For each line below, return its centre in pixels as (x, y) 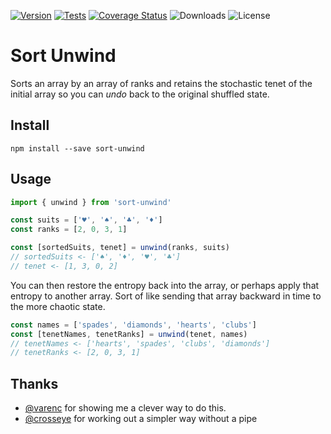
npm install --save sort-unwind (77, 148)
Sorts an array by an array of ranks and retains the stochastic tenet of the (161, 83)
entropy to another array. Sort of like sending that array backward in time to (166, 296)
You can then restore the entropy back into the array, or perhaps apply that (165, 285)
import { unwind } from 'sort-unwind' (91, 202)
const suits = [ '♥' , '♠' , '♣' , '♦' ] (86, 220)
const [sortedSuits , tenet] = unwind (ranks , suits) (120, 248)
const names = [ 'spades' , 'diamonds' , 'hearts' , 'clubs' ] (133, 325)
